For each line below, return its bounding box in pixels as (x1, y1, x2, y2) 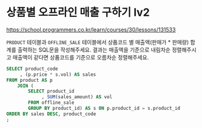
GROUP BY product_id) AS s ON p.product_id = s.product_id (28, 106, 181, 112)
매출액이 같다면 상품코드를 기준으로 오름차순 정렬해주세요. (12, 53, 149, 61)
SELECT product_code (6, 66, 59, 72)
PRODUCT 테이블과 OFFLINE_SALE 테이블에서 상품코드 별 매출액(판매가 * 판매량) (6, 38, 189, 45)
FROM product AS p (6, 77, 53, 83)
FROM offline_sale (28, 99, 75, 106)
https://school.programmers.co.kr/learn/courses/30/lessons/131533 (6, 25, 176, 33)
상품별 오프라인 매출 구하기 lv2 (6, 5, 150, 19)
